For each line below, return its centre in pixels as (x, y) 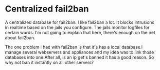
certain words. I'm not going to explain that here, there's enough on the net (80, 32)
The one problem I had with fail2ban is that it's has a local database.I (74, 47)
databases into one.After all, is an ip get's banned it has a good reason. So (80, 57)
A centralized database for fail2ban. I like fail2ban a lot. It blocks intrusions (80, 22)
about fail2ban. (20, 38)
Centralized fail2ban (47, 9)
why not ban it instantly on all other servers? (49, 62)
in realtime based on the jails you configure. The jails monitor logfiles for (77, 27)
